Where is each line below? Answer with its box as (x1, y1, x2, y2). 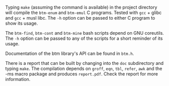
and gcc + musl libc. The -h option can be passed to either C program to (5, 15, 155, 21)
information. (5, 76, 31, 82)
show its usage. (5, 20, 38, 26)
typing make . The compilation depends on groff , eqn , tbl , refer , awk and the (5, 65, 162, 71)
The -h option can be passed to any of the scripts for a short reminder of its (5, 35, 163, 41)
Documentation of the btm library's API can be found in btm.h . (5, 50, 134, 56)
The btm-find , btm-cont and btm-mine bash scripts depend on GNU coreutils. (5, 30, 164, 36)
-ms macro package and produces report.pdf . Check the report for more (5, 71, 158, 77)
